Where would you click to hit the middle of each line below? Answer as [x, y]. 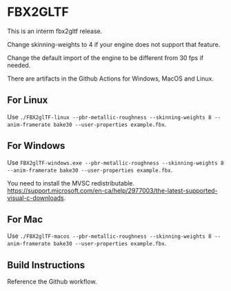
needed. [19, 65]
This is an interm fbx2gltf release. [55, 31]
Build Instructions [46, 265]
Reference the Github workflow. [52, 282]
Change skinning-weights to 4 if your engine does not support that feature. [114, 44]
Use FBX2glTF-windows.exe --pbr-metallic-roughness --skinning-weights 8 [115, 162]
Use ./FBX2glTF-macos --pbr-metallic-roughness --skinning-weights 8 [109, 236]
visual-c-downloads [36, 198]
